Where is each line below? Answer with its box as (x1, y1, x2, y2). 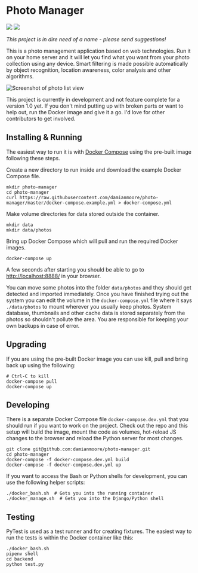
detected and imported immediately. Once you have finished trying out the (6, 290, 189, 297)
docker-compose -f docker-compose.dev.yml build (6, 457, 129, 463)
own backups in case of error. (6, 322, 80, 329)
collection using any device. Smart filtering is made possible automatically (6, 60, 188, 67)
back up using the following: (6, 361, 76, 368)
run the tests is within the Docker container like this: (6, 534, 134, 541)
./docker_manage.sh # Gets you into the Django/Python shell (6, 496, 164, 502)
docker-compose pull (6, 378, 58, 385)
